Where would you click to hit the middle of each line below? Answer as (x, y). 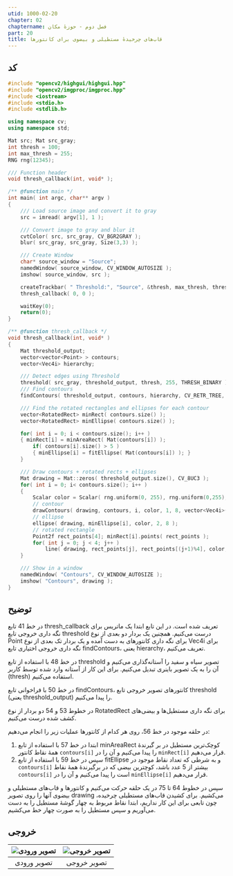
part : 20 (20, 33)
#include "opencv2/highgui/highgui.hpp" (67, 83)
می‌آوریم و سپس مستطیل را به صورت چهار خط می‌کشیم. (82, 809)
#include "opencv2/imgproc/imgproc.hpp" (67, 90)
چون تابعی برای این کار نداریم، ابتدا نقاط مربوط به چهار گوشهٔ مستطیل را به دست (112, 802)
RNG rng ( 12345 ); (31, 160)
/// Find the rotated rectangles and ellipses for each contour (115, 408)
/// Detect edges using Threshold (70, 376)
